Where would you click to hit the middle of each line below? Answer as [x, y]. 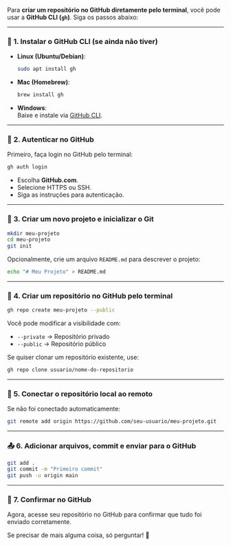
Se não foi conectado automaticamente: [64, 409]
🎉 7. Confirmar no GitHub [49, 500]
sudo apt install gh [46, 69]
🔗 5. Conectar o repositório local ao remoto [80, 393]
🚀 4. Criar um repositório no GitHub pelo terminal [90, 296]
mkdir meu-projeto [33, 233]
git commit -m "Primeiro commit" [55, 469]
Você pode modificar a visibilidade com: [64, 323]
